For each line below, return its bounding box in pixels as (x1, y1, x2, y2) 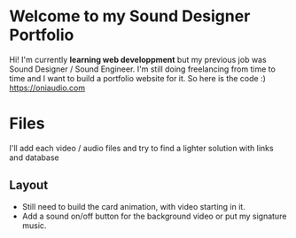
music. (21, 219, 47, 231)
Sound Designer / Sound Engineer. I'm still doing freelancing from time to (9, 64, 277, 74)
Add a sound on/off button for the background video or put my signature (21, 211, 287, 221)
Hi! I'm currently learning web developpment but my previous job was (9, 54, 268, 65)
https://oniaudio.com (9, 82, 86, 93)
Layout (9, 178, 49, 193)
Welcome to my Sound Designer (9, 6, 251, 27)
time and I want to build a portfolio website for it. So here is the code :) (9, 73, 266, 83)
